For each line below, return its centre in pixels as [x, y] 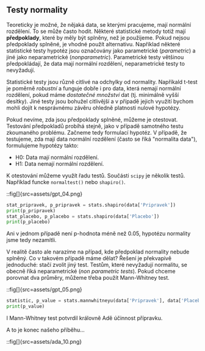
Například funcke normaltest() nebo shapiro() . [66, 182]
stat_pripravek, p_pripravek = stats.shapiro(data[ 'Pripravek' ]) [91, 205]
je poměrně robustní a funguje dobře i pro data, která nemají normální [94, 88]
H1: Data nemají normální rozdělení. [59, 163]
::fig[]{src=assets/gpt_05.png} [44, 289]
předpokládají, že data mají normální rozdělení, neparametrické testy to [95, 63]
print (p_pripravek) [31, 211]
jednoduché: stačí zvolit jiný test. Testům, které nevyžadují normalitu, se [97, 265]
